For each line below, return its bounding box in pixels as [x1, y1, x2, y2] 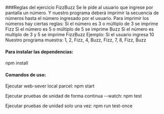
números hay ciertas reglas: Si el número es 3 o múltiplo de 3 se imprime [5, 20, 158, 27]
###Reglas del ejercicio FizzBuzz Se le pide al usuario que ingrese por [5, 5, 154, 10]
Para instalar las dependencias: [5, 49, 74, 55]
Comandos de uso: [5, 72, 46, 78]
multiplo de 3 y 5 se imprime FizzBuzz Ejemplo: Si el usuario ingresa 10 [5, 32, 154, 37]
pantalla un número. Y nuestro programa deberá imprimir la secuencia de [5, 10, 159, 16]
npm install [5, 60, 29, 66]
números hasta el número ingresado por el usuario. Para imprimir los [5, 15, 149, 21]
